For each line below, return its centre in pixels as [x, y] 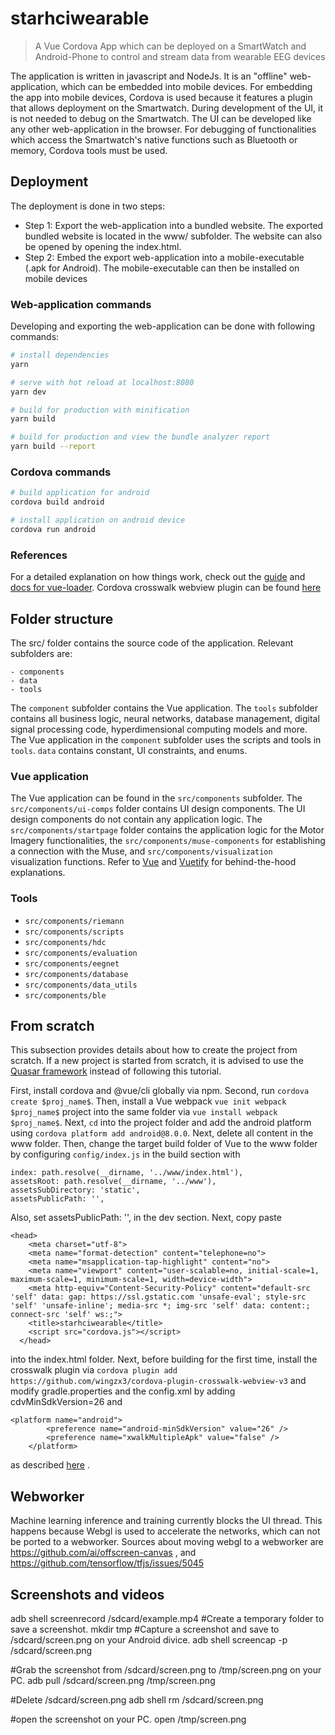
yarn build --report [53, 447]
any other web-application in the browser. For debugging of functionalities [163, 129]
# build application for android [80, 493]
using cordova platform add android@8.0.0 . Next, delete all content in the [162, 1133]
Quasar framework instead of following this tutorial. [116, 1071]
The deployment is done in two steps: [88, 206]
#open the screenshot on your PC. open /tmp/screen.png [128, 1719]
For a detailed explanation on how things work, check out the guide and [158, 577]
